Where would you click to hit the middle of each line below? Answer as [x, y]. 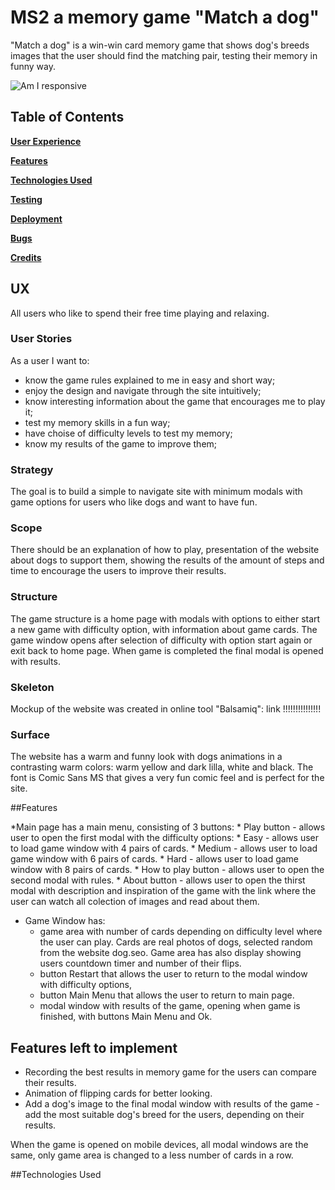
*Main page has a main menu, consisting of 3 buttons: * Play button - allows [168, 827]
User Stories [41, 339]
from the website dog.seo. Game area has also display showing [170, 953]
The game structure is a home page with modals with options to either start [165, 618]
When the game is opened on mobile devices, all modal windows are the [159, 1145]
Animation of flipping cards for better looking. [118, 1093]
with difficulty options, [85, 985]
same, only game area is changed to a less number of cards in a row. [152, 1155]
